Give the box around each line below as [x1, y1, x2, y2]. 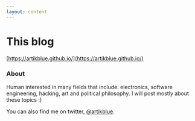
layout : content [6, 8, 47, 15]
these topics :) [6, 96, 42, 103]
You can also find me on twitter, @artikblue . [6, 108, 115, 115]
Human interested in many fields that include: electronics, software [6, 83, 173, 90]
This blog [6, 34, 54, 48]
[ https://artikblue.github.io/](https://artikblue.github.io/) [6, 55, 144, 62]
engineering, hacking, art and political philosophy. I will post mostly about [6, 90, 189, 97]
